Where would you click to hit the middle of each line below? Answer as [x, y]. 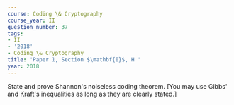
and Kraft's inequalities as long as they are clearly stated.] [92, 94]
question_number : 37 [38, 27]
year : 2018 [23, 66]
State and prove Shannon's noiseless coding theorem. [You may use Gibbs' [118, 86]
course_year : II [31, 20]
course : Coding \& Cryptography [55, 14]
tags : [15, 33]
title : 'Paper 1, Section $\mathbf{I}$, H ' [74, 60]
